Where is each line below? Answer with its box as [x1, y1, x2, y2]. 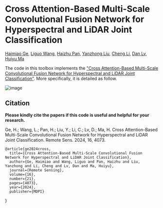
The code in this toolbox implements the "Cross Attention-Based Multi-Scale [5, 65, 159, 71]
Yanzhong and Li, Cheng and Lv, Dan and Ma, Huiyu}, [5, 163, 114, 169]
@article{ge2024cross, [5, 146, 51, 151]
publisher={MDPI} [9, 189, 45, 194]
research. [5, 117, 25, 123]
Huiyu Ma [5, 56, 24, 61]
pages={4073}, [9, 180, 38, 186]
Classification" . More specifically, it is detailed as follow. [5, 76, 117, 81]
